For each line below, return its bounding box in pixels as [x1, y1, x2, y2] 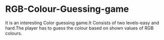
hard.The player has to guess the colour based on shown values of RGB [5, 25, 154, 31]
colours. [5, 30, 23, 36]
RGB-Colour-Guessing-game [5, 3, 129, 15]
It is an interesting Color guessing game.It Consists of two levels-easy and [5, 20, 159, 26]
